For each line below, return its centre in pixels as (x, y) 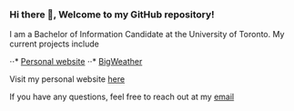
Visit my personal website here (67, 79)
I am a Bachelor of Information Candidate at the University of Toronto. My (147, 35)
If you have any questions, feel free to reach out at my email (122, 97)
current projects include (55, 44)
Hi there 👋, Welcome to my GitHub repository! (112, 15)
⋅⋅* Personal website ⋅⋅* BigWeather (76, 62)
